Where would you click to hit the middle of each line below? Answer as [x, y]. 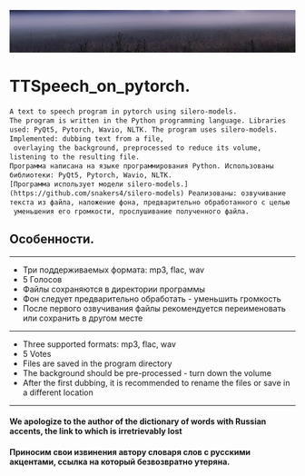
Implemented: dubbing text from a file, [87, 139]
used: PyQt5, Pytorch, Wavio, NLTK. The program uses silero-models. [144, 130]
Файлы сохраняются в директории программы [114, 289]
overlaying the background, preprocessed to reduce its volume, [137, 148]
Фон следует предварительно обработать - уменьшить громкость [152, 298]
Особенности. [52, 239]
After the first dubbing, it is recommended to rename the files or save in [156, 382]
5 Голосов [42, 279]
